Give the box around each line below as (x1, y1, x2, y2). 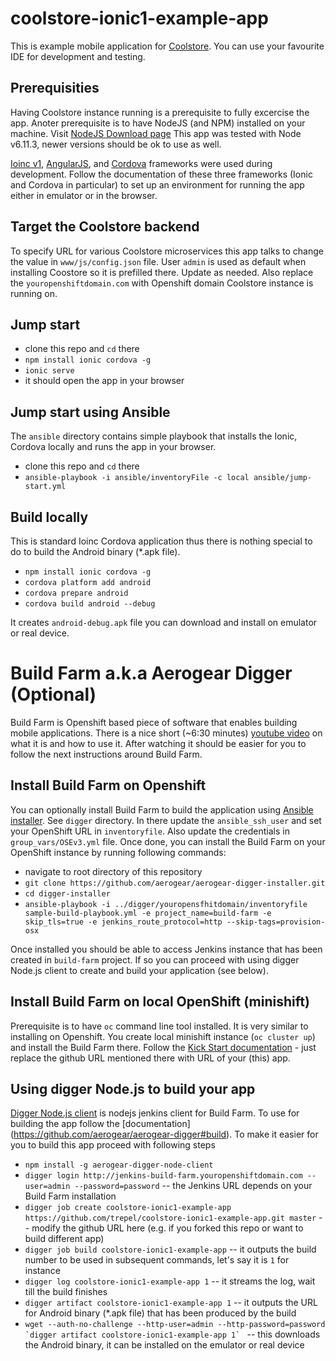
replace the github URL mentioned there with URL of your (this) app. (10, 1052, 291, 1064)
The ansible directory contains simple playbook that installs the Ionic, (10, 430, 298, 442)
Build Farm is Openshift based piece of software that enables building (10, 716, 298, 728)
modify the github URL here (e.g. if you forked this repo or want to (31, 1222, 304, 1234)
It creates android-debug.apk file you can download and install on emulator (10, 617, 318, 628)
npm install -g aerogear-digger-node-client (24, 1160, 214, 1171)
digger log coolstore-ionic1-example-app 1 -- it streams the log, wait (24, 1275, 316, 1287)
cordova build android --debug (24, 599, 156, 609)
